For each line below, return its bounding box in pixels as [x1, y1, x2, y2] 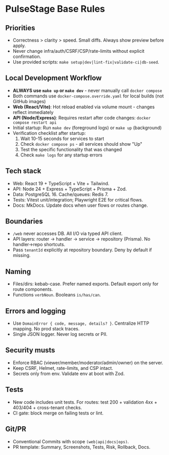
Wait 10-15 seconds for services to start [20, 135, 104, 142]
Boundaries [5, 217, 43, 226]
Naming [5, 267, 31, 276]
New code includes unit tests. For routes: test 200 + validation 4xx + [12, 399, 158, 405]
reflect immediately [12, 109, 54, 115]
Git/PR [5, 425, 27, 433]
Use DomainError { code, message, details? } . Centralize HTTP [12, 320, 150, 326]
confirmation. [12, 53, 41, 60]
